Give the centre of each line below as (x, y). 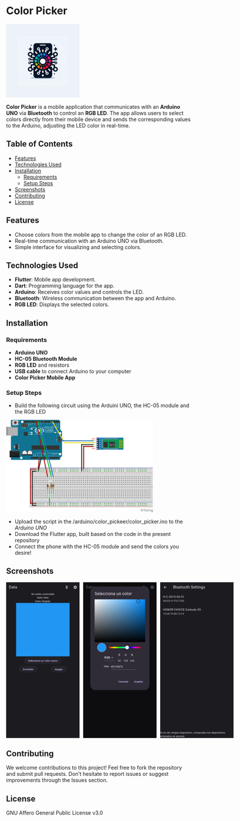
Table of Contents (40, 144)
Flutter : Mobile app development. (55, 280)
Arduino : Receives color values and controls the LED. (79, 292)
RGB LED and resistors (42, 365)
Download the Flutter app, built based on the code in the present (93, 534)
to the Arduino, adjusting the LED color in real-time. (68, 125)
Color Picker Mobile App (45, 378)
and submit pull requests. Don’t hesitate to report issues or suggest (87, 774)
